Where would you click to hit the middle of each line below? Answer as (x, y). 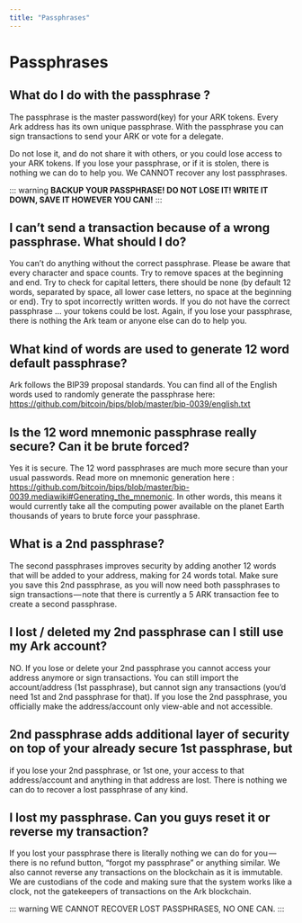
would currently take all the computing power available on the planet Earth (147, 506)
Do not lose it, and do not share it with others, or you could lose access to (146, 153)
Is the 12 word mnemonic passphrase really (133, 432)
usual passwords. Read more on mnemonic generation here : (122, 478)
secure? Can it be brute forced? (100, 446)
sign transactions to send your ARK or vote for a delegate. (117, 136)
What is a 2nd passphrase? (87, 544)
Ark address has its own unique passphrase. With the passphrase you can (147, 126)
